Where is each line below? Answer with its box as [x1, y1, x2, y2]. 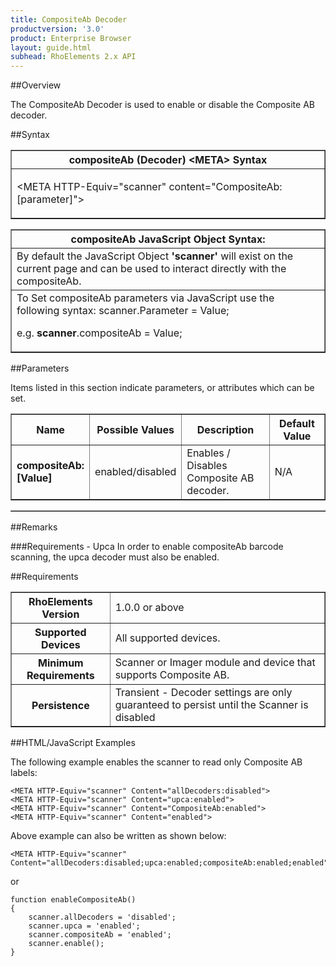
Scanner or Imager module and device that [114, 656, 316, 670]
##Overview [10, 79, 62, 91]
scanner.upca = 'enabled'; [28, 921, 141, 931]
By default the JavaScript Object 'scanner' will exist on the [16, 249, 294, 263]
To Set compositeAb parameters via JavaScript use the [16, 291, 275, 305]
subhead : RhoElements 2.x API [10, 52, 137, 62]
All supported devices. [114, 631, 221, 645]
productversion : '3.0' [10, 24, 105, 34]
